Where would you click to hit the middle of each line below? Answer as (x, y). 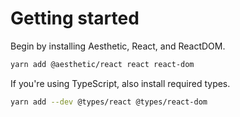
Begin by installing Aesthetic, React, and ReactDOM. (118, 46)
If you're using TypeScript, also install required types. (120, 83)
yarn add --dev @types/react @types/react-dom (109, 102)
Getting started (75, 18)
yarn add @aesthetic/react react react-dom (102, 64)
